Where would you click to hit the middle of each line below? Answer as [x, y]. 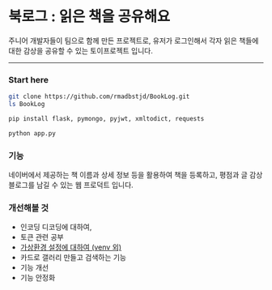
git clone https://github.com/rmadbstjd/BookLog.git [99, 97]
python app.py [32, 133]
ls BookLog [27, 104]
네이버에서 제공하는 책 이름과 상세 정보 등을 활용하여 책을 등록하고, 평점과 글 [128, 175]
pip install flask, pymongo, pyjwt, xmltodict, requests [106, 118]
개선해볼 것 [29, 207]
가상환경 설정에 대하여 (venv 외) [71, 247]
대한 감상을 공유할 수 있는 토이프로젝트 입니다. [81, 50]
